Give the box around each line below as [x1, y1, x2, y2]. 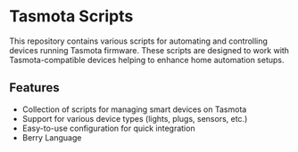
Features [9, 80, 60, 95]
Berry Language [21, 132, 82, 143]
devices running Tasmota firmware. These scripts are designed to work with [9, 44, 290, 55]
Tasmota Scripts [9, 6, 134, 27]
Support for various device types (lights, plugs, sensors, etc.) [21, 113, 248, 124]
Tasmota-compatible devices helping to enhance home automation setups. [9, 54, 285, 65]
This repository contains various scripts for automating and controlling [9, 36, 268, 46]
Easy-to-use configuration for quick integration [21, 123, 195, 133]
